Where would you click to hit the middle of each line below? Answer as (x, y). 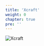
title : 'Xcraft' (23, 10)
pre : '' (14, 24)
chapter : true (20, 19)
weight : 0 (16, 15)
